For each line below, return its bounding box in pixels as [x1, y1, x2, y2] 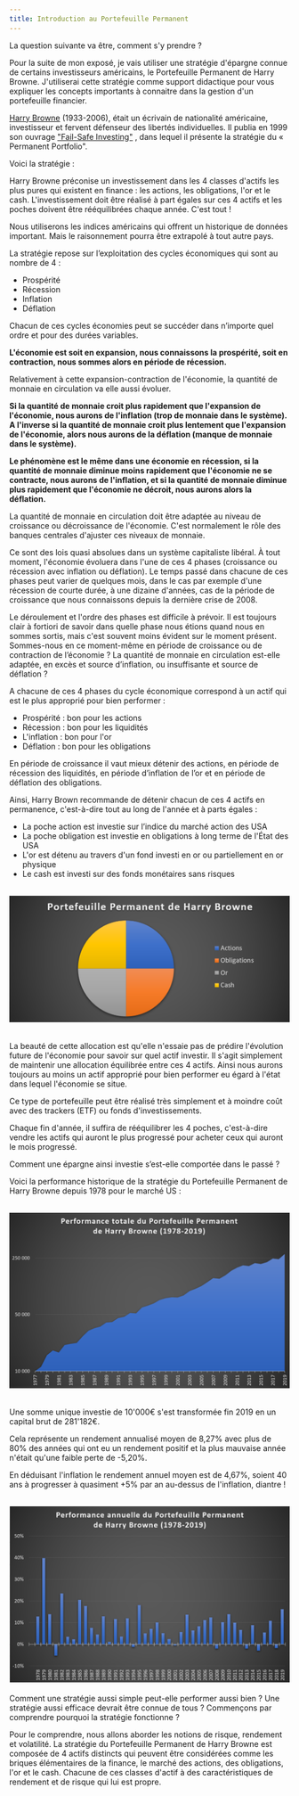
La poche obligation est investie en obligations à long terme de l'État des [21, 830, 289, 841]
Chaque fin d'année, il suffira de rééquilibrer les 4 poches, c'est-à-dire [9, 1122, 269, 1133]
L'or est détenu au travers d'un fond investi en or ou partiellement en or [21, 849, 284, 860]
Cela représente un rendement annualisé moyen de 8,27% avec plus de [9, 1433, 271, 1444]
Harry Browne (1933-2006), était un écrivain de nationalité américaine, [9, 112, 269, 123]
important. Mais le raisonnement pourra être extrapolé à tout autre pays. [9, 230, 274, 241]
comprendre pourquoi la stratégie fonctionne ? [9, 1712, 180, 1723]
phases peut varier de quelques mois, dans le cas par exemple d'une [9, 575, 263, 586]
